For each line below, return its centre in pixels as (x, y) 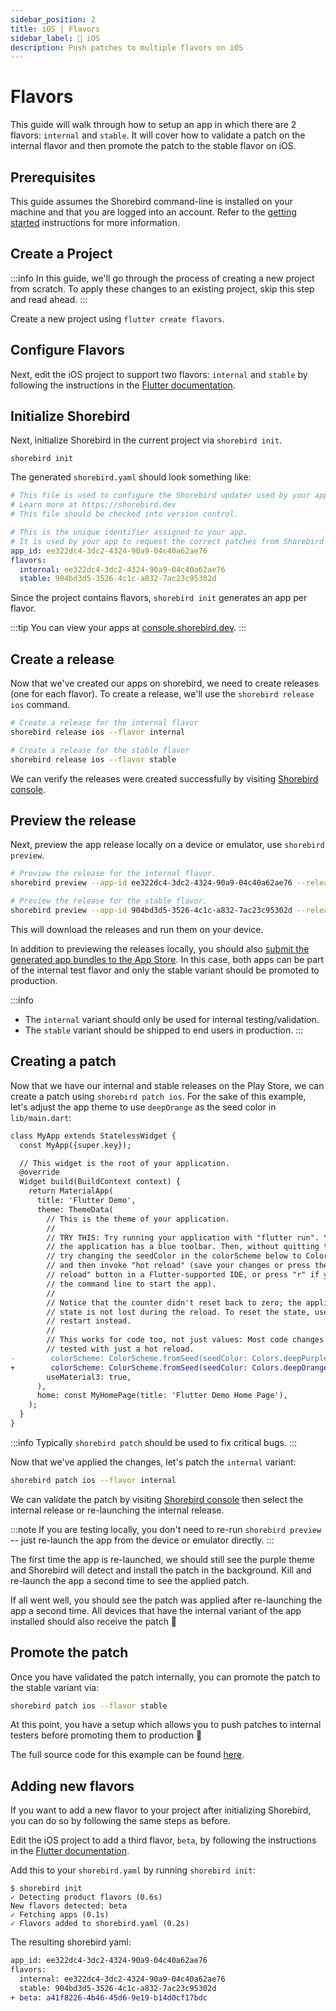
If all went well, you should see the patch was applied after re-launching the (166, 1600)
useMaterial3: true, (89, 1377)
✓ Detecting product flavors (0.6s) (86, 1897)
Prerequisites (53, 177)
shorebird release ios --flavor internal (98, 732)
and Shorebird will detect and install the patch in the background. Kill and (161, 1570)
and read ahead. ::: (49, 299)
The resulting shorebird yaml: (71, 1942)
